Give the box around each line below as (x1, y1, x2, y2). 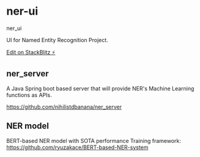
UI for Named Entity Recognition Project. (6, 36, 108, 43)
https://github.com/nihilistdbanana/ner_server (6, 103, 122, 111)
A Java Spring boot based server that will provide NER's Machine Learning (6, 84, 194, 92)
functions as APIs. (6, 91, 52, 98)
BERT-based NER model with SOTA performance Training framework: (6, 137, 182, 144)
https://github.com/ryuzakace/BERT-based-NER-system (6, 144, 149, 151)
